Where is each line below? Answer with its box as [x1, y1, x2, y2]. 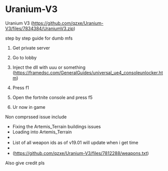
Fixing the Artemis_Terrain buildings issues [12, 123, 101, 129]
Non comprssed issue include [5, 114, 67, 120]
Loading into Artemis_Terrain [12, 129, 72, 135]
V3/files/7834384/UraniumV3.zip [5, 25, 74, 31]
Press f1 [12, 84, 29, 91]
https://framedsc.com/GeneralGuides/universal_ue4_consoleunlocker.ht [14, 69, 163, 76]
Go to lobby [12, 54, 37, 61]
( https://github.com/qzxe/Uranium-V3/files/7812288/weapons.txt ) [12, 150, 149, 156]
